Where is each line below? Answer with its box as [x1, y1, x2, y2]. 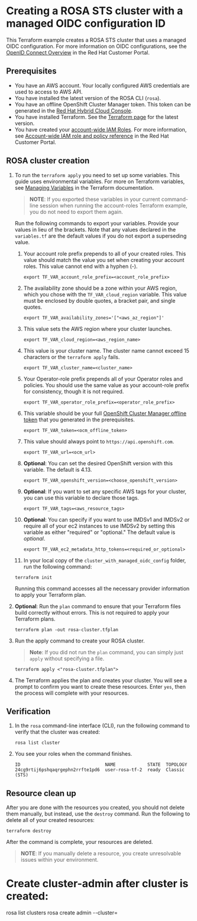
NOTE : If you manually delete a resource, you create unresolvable [20, 850, 182, 857]
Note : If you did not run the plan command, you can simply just [29, 648, 183, 655]
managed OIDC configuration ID [6, 17, 166, 30]
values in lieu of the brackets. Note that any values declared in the [14, 226, 176, 233]
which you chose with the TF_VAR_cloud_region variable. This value [23, 290, 187, 298]
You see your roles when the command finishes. [14, 750, 133, 757]
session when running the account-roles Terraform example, [39, 202, 188, 209]
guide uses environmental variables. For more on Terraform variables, [14, 178, 185, 185]
